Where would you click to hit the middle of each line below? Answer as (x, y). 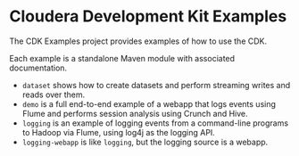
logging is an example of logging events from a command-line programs (155, 123)
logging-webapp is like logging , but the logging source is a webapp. (145, 142)
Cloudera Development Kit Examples (148, 16)
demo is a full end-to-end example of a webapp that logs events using (149, 103)
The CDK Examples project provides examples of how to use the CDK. (138, 41)
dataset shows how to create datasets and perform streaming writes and (156, 85)
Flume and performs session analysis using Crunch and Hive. (135, 113)
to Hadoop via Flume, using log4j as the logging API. (119, 132)
